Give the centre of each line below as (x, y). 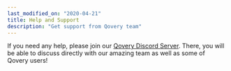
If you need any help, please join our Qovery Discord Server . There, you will (116, 46)
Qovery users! (28, 61)
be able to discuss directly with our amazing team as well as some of (106, 53)
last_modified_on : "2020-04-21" (54, 13)
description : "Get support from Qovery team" (74, 26)
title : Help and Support (43, 20)
